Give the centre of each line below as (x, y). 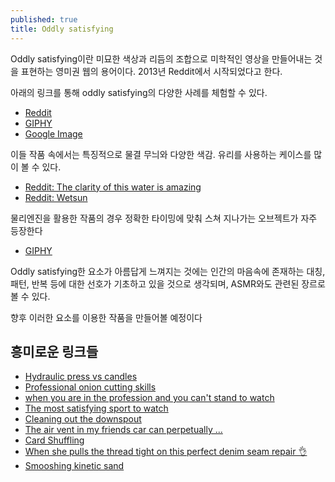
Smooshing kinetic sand (74, 466)
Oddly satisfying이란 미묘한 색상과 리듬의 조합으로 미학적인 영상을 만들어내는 (161, 58)
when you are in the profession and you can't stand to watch (149, 398)
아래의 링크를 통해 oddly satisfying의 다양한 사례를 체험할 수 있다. (139, 92)
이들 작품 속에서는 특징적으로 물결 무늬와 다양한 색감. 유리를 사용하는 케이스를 (161, 154)
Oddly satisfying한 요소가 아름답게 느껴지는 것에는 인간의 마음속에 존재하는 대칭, (168, 271)
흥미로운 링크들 (54, 351)
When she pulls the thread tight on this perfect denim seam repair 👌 (166, 452)
